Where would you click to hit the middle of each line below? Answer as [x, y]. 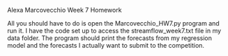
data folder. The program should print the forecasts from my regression [110, 38]
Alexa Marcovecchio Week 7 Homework [64, 10]
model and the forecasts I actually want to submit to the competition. [106, 45]
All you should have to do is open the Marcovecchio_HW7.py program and [113, 23]
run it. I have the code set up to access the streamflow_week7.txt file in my [114, 31]
